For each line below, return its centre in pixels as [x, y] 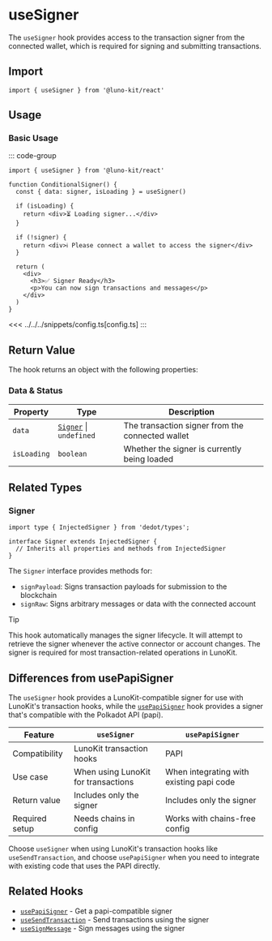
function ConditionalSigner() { [63, 185]
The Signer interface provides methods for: [81, 571]
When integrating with [207, 772]
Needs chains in [104, 819]
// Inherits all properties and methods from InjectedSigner [121, 549]
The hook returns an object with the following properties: [103, 370]
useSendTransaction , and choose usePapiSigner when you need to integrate [134, 857]
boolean [72, 453]
